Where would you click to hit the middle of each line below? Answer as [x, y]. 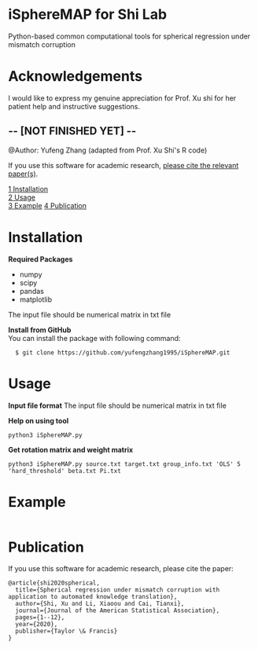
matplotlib [36, 299]
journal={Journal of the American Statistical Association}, [118, 610]
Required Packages [41, 259]
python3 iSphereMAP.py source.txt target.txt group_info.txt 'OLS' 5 [125, 464]
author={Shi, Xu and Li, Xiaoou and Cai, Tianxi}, [100, 604]
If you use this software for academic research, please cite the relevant [123, 165]
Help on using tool [39, 420]
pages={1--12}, [40, 618]
